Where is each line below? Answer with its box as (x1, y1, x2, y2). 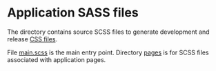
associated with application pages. (7, 55, 106, 63)
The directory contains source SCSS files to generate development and (7, 28, 210, 36)
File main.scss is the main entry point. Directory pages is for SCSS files (7, 48, 209, 57)
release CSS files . (7, 34, 57, 43)
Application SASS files (7, 5, 139, 21)
